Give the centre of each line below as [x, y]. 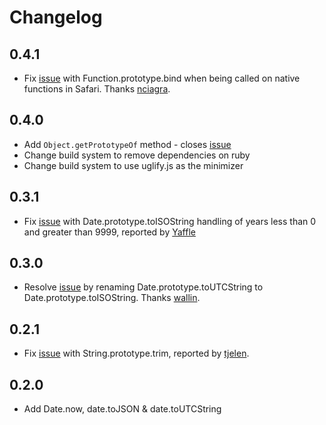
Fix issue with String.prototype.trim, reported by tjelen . [136, 353]
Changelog [56, 17]
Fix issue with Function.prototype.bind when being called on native [162, 78]
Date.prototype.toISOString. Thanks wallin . [112, 298]
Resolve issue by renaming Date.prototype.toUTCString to [143, 287]
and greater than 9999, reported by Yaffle [109, 232]
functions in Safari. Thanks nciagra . [97, 89]
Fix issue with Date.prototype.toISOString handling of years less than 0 [170, 221]
